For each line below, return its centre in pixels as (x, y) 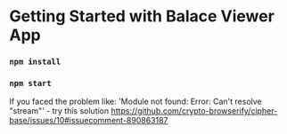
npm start (30, 83)
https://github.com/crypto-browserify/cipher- (194, 111)
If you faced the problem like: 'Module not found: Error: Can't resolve (136, 102)
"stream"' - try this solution (59, 111)
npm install (35, 62)
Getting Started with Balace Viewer (142, 16)
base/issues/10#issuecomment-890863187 (89, 121)
